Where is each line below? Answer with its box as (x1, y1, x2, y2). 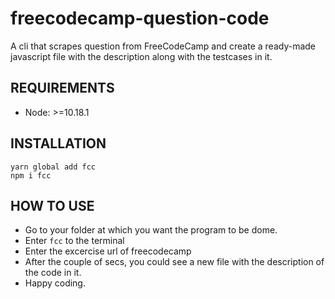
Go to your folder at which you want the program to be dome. (24, 224, 278, 236)
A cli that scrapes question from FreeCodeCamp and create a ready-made (10, 40, 316, 52)
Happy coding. (24, 277, 86, 289)
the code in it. (24, 267, 82, 279)
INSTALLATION (10, 135, 107, 152)
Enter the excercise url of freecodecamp (24, 245, 192, 257)
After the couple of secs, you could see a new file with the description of (24, 256, 325, 268)
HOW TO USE (10, 197, 95, 214)
